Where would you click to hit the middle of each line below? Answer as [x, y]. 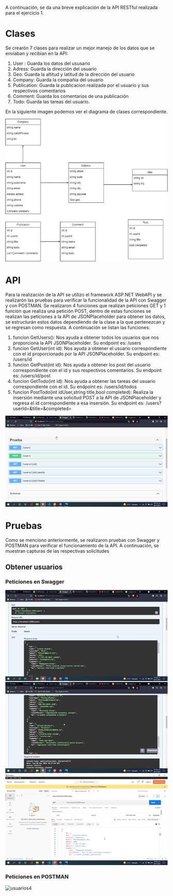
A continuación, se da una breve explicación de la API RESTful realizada [82, 7]
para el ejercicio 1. [24, 13]
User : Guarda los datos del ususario [51, 63]
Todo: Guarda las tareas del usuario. [51, 101]
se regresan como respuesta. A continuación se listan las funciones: [78, 327]
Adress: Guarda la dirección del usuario [55, 68]
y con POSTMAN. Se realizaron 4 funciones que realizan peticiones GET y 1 [85, 305]
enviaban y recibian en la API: [37, 53]
